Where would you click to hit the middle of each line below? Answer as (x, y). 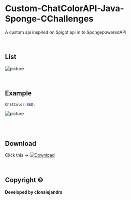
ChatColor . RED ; (20, 104)
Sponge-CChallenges (49, 19)
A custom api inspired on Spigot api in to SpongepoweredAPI (66, 32)
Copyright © (24, 180)
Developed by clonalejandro (34, 192)
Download (21, 143)
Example (18, 93)
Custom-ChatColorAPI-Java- (65, 8)
